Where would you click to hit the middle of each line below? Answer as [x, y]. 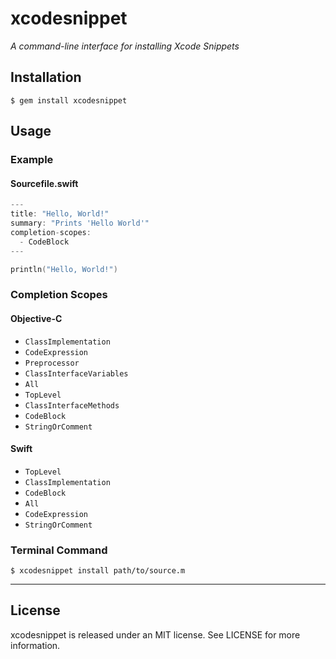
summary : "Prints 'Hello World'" [80, 223]
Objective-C [36, 318]
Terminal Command [59, 550]
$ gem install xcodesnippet [69, 100]
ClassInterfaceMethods [72, 405]
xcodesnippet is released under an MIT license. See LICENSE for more [155, 634]
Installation [46, 77]
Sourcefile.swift [44, 183]
